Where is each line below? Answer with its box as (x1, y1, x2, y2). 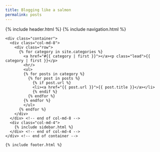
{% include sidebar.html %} (14, 125, 73, 130)
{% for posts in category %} (23, 71, 85, 77)
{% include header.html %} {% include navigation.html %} (5, 26, 127, 32)
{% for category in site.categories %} (18, 49, 103, 54)
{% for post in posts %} (27, 75, 81, 81)
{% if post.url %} (32, 80, 71, 85)
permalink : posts (5, 12, 42, 17)
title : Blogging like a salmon (5, 7, 71, 13)
